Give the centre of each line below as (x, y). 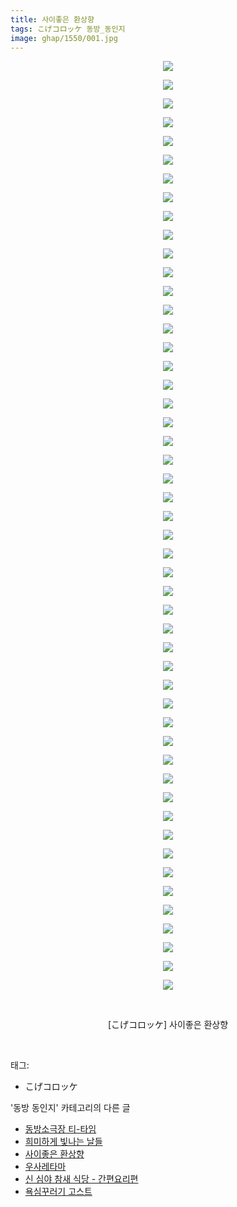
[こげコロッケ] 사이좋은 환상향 (168, 1025)
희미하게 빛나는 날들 (63, 1142)
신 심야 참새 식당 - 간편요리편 (81, 1179)
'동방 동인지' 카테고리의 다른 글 (70, 1108)
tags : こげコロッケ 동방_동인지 (68, 29)
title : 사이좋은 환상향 (52, 19)
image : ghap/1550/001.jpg (64, 38)
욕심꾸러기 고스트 (58, 1192)
